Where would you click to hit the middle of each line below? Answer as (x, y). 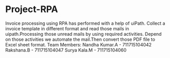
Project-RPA (32, 9)
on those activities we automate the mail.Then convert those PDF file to (80, 39)
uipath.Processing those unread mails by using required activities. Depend (83, 34)
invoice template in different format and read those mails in (67, 28)
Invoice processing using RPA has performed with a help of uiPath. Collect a (85, 23)
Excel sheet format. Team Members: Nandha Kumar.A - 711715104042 (79, 44)
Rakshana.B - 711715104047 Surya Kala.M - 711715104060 (66, 50)
